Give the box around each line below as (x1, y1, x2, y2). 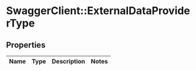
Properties (6, 40, 46, 50)
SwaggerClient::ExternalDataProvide (6, 4, 191, 18)
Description (52, 58, 85, 65)
